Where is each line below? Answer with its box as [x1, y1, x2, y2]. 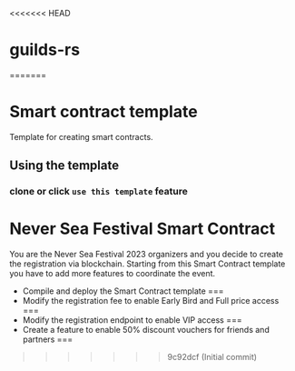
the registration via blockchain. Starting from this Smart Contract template [9, 258, 286, 269]
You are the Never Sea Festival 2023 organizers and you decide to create [9, 249, 284, 260]
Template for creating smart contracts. [9, 131, 153, 142]
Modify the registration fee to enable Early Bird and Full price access [22, 296, 280, 306]
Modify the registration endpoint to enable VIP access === [22, 315, 242, 326]
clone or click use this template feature [9, 185, 188, 198]
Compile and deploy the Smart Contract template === [22, 286, 224, 296]
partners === [22, 334, 74, 345]
